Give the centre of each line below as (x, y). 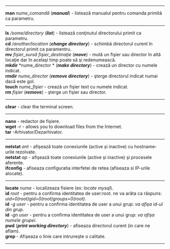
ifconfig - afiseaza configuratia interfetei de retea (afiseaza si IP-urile (78, 168)
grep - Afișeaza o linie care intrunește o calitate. (56, 236)
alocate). (14, 173)
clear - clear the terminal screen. (40, 107)
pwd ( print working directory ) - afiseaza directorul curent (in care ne (78, 225)
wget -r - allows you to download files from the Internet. (64, 127)
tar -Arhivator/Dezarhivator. (34, 132)
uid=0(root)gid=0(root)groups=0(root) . (46, 199)
